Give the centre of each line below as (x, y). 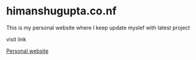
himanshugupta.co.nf (62, 11)
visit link (16, 39)
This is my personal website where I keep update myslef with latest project (98, 28)
